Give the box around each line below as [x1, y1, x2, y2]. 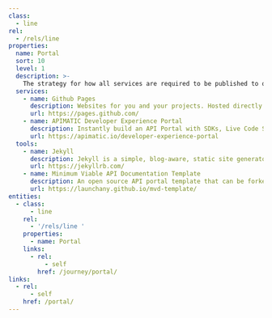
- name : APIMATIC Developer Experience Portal [23, 117, 183, 125]
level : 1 [15, 65, 45, 73]
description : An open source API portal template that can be [29, 177, 244, 186]
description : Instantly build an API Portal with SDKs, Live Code [29, 125, 259, 133]
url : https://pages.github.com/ [29, 110, 139, 118]
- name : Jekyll [23, 147, 74, 155]
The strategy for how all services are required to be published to [23, 79, 259, 87]
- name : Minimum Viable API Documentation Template [23, 170, 201, 178]
